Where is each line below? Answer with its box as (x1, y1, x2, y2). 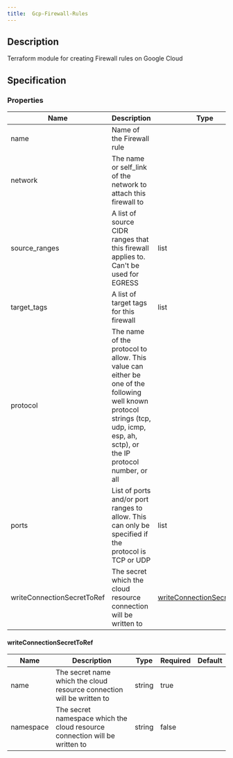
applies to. (111, 252, 146, 261)
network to (111, 180, 147, 190)
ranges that (111, 234, 149, 244)
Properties (7, 95, 44, 105)
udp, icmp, (111, 422, 146, 432)
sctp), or (111, 440, 139, 449)
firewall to (111, 197, 144, 207)
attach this (111, 188, 146, 198)
